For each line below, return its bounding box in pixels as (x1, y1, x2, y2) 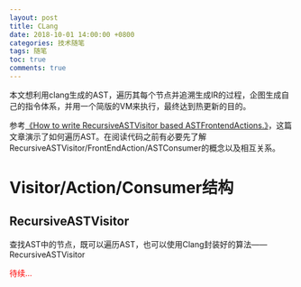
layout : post (9, 13, 59, 23)
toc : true (9, 55, 47, 64)
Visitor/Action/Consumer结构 (9, 178, 234, 199)
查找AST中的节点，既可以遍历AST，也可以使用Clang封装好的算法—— (9, 238, 268, 249)
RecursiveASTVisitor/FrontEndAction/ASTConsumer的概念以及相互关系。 (9, 142, 281, 153)
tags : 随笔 (9, 47, 48, 56)
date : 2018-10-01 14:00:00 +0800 (9, 30, 135, 39)
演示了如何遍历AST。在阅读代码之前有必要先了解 (24, 131, 207, 142)
